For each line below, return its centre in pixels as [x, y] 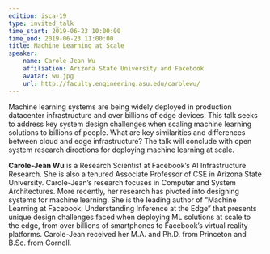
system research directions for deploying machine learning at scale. [121, 150]
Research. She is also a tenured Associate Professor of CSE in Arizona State [135, 174]
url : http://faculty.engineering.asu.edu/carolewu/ [112, 83]
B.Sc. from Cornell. [40, 243]
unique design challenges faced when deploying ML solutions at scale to [130, 217]
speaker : [23, 53]
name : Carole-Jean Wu [59, 61]
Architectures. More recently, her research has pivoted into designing [124, 191]
